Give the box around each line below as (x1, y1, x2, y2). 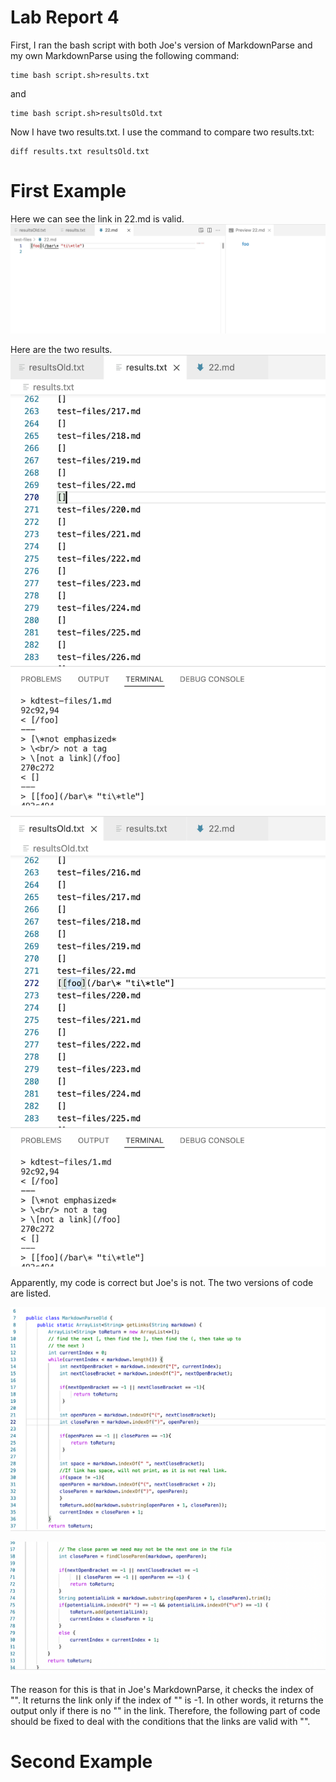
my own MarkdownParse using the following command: (10, 49, 240, 61)
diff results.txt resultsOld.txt (10, 146, 150, 156)
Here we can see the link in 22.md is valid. (10, 212, 185, 225)
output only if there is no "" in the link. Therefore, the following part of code (10, 1705, 321, 1717)
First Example (10, 180, 127, 203)
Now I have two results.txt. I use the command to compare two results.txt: (10, 126, 315, 138)
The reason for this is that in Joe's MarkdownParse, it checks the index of (10, 1684, 314, 1696)
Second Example (10, 1751, 153, 1773)
